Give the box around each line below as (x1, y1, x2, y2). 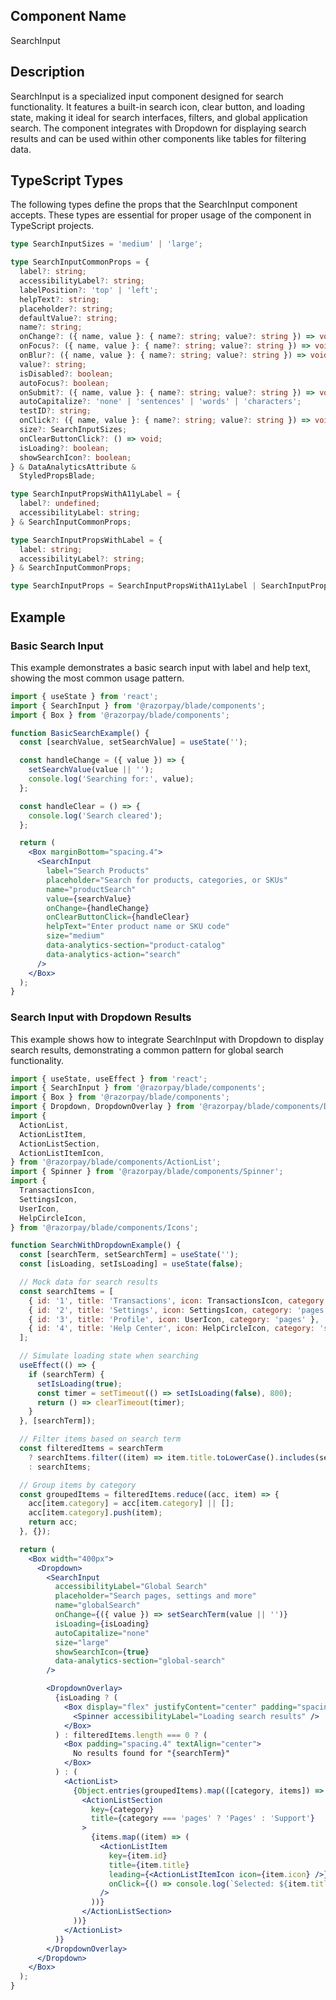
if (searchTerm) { (28, 1369, 105, 1379)
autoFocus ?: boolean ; (19, 378, 110, 388)
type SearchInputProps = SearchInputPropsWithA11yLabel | (10, 581, 257, 591)
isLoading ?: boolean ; (19, 443, 110, 453)
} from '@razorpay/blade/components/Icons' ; (10, 1222, 199, 1233)
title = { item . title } (108, 1860, 190, 1870)
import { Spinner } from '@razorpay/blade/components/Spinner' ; (10, 1167, 284, 1177)
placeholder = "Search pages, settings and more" (54, 1591, 257, 1601)
